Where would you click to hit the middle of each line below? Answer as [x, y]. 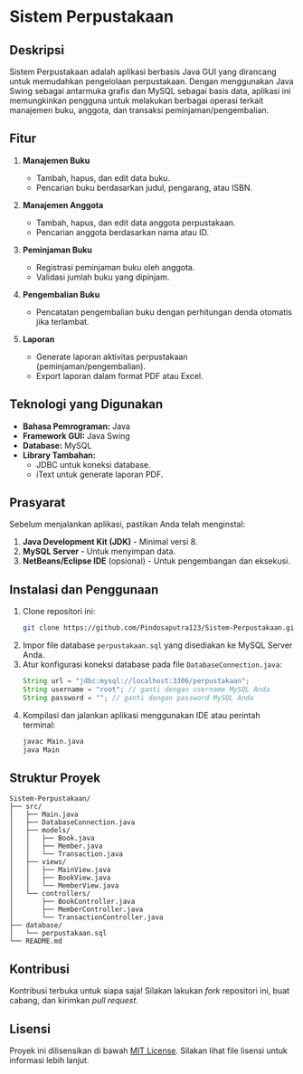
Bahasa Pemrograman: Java [76, 426]
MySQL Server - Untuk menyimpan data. [99, 551]
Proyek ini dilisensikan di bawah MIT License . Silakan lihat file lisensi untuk [148, 1050]
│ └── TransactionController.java [87, 917]
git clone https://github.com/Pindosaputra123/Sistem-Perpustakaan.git [160, 628]
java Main [41, 750]
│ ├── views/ [38, 862]
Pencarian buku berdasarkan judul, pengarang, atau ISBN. [144, 187]
